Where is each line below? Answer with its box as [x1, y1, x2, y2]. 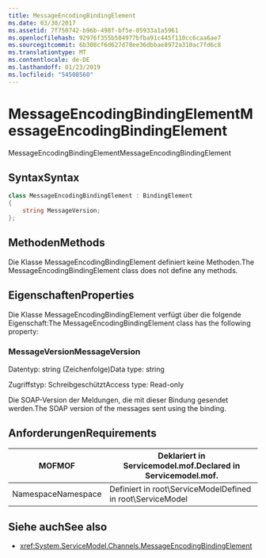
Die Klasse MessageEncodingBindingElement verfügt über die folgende [8, 310, 241, 319]
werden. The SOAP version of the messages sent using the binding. [8, 403, 227, 413]
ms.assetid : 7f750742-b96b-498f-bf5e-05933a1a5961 [8, 26, 179, 34]
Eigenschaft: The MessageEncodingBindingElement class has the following [8, 318, 251, 328]
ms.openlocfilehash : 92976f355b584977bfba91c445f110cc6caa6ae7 [8, 33, 222, 42]
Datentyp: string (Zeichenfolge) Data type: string [8, 364, 165, 374]
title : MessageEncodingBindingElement [8, 11, 136, 20]
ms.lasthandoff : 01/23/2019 [8, 63, 101, 71]
